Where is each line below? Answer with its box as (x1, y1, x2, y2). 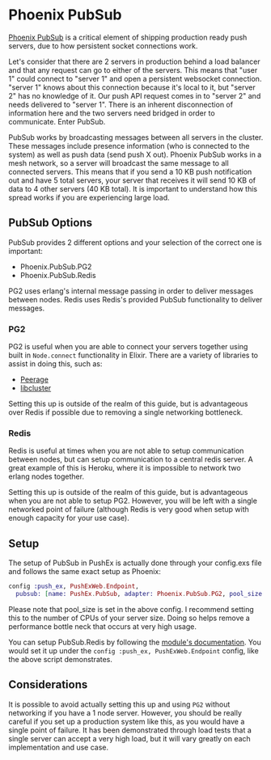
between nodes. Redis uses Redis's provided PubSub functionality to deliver (8, 294, 263, 304)
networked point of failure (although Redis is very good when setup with (8, 505, 249, 514)
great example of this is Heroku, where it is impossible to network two (8, 463, 241, 473)
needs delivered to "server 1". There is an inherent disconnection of (8, 99, 233, 109)
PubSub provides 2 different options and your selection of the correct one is (8, 237, 262, 247)
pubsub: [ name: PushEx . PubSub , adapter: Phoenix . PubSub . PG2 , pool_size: (15, 590, 266, 598)
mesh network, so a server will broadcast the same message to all (8, 158, 229, 167)
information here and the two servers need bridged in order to (8, 108, 216, 118)
